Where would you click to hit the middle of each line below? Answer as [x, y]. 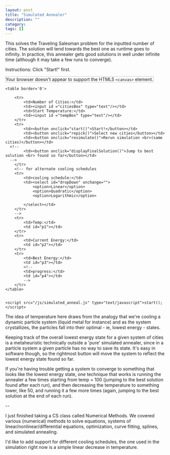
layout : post [19, 10]
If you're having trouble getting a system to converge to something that [80, 369]
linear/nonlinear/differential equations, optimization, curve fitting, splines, [82, 426]
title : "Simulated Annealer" [36, 15]
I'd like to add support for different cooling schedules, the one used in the [82, 442]
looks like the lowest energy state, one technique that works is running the [83, 374]
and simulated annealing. [32, 432]
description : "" [22, 19]
